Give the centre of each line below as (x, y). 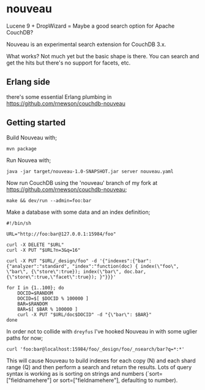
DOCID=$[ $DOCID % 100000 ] (53, 298)
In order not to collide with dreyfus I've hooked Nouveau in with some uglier (102, 331)
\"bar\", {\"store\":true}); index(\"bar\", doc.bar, (76, 271)
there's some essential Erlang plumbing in (59, 96)
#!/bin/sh (19, 223)
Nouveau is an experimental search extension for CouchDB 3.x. (86, 44)
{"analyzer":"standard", (38, 266)
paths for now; (25, 338)
